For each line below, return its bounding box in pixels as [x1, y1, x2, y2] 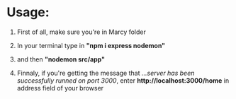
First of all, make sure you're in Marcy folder [16, 28, 146, 36]
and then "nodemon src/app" [16, 54, 106, 64]
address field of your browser [16, 83, 104, 92]
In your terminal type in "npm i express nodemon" [16, 41, 166, 49]
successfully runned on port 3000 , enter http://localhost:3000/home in [16, 76, 230, 85]
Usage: [6, 4, 50, 21]
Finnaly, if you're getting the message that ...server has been [16, 69, 195, 77]
